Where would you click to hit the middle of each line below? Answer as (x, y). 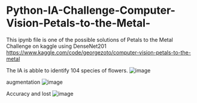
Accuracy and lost (28, 93)
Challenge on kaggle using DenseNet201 (56, 46)
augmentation (23, 82)
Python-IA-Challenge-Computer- (91, 10)
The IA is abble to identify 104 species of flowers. (67, 70)
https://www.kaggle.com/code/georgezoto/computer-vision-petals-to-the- (99, 52)
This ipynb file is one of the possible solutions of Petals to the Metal (90, 40)
